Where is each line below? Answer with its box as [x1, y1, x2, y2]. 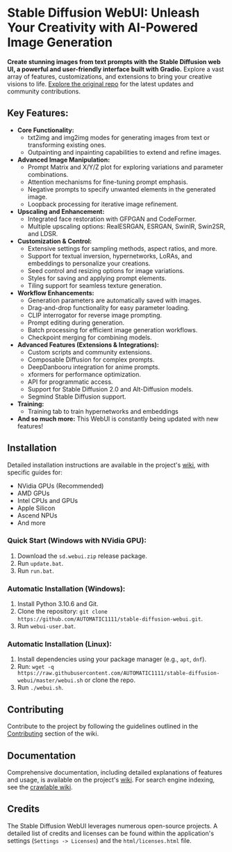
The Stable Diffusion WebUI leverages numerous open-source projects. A [7, 821, 218, 830]
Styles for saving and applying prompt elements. [27, 274, 167, 282]
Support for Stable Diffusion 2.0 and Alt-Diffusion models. [27, 385, 194, 393]
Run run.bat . [17, 566, 54, 575]
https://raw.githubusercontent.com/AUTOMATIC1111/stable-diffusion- [17, 670, 220, 677]
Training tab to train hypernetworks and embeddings [27, 407, 179, 415]
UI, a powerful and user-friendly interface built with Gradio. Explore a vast [7, 65, 224, 73]
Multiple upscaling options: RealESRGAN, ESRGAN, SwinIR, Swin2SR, [27, 222, 226, 231]
